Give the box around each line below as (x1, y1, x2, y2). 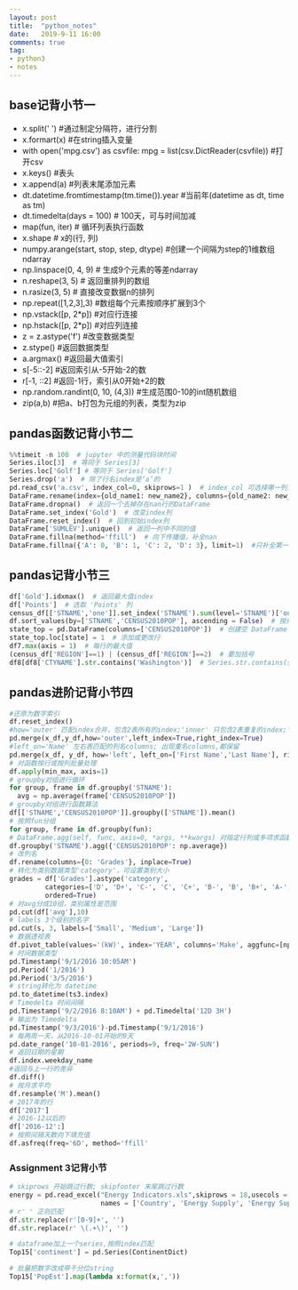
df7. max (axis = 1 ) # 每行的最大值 (9, 642, 133, 651)
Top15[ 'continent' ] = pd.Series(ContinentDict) (9, 1248, 189, 1257)
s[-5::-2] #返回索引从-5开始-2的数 (21, 364, 146, 374)
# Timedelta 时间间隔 (9, 998, 84, 1007)
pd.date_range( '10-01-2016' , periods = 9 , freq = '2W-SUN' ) (9, 1039, 220, 1049)
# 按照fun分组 (9, 816, 56, 825)
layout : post (9, 12, 58, 22)
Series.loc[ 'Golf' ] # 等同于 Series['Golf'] (9, 467, 173, 476)
